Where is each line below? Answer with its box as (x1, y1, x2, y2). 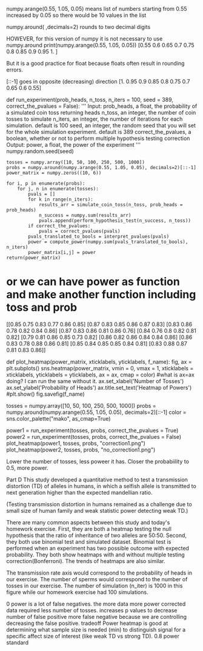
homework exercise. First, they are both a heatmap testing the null (6, 525, 171, 532)
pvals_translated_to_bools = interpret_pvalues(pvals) (28, 233, 170, 239)
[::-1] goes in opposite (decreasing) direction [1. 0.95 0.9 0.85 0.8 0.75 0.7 (6, 78, 190, 85)
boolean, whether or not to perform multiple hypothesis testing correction (6, 135, 190, 142)
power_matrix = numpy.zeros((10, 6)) (6, 170, 102, 176)
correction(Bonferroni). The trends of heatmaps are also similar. (6, 557, 165, 564)
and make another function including (6, 288, 196, 302)
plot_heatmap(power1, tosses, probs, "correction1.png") (6, 439, 145, 447)
